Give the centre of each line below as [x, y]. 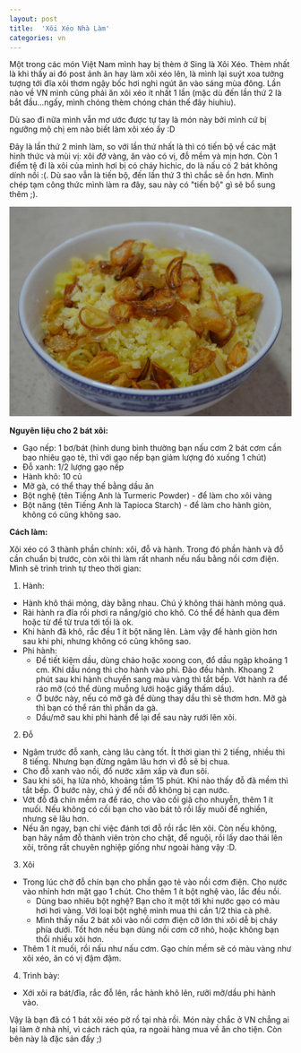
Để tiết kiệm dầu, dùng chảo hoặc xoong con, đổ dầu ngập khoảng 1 [162, 660]
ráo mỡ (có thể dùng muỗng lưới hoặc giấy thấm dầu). [135, 689]
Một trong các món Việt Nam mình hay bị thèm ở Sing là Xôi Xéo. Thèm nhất [150, 65]
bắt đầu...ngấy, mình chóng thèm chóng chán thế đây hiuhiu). [123, 102]
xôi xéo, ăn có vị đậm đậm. [72, 958]
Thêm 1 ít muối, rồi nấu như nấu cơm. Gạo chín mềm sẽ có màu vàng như [157, 949]
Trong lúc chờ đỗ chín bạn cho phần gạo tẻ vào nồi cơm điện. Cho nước [155, 882]
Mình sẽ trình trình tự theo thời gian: [75, 568]
